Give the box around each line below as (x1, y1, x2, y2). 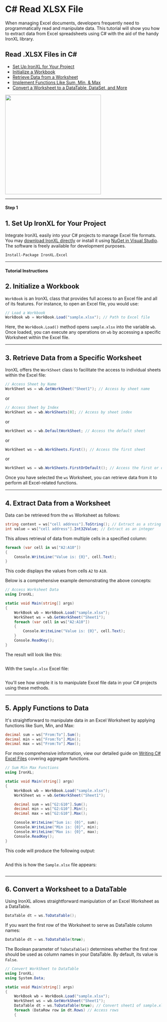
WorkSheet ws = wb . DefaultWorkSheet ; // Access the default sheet (5, 428, 146, 433)
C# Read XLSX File (5, 3, 83, 15)
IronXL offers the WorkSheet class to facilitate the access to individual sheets (5, 367, 161, 373)
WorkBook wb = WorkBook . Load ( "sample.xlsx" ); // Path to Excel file (5, 315, 150, 320)
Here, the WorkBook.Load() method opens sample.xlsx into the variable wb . (5, 324, 157, 330)
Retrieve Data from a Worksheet (12, 74, 78, 80)
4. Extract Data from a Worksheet (5, 499, 111, 508)
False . (5, 957, 18, 963)
